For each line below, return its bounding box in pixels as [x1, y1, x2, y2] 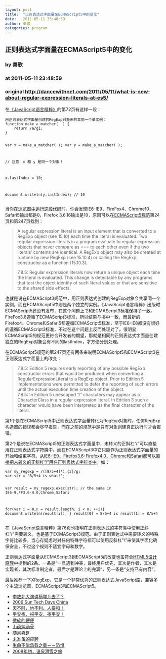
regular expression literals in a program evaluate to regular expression [17, 239, 160, 244]
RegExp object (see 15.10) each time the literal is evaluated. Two [17, 233, 147, 239]
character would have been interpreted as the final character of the [17, 402, 154, 408]
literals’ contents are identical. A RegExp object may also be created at [17, 249, 161, 255]
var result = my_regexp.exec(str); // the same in [5, 486, 112, 491]
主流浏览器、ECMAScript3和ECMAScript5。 [9, 583, 99, 589]
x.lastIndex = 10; [5, 175, 43, 181]
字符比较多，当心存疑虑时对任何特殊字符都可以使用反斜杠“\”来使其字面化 [5, 537, 153, 543]
